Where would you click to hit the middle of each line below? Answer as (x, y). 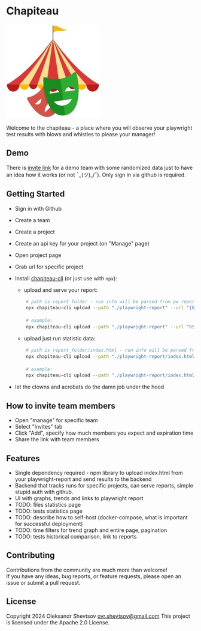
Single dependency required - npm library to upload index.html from (99, 472)
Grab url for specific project (49, 267)
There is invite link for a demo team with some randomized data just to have (100, 168)
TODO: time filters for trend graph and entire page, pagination (91, 530)
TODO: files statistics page (48, 504)
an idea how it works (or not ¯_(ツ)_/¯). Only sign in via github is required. (96, 175)
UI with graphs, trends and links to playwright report (79, 498)
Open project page (38, 255)
